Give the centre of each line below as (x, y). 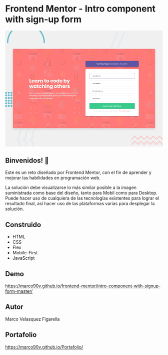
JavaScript (23, 258)
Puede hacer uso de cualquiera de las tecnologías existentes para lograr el (82, 198)
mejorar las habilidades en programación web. (53, 178)
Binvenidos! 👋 (27, 160)
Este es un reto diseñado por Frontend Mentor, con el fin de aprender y (78, 172)
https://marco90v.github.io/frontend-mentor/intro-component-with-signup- (83, 286)
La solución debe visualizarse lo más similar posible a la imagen (71, 188)
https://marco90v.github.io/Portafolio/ (44, 347)
